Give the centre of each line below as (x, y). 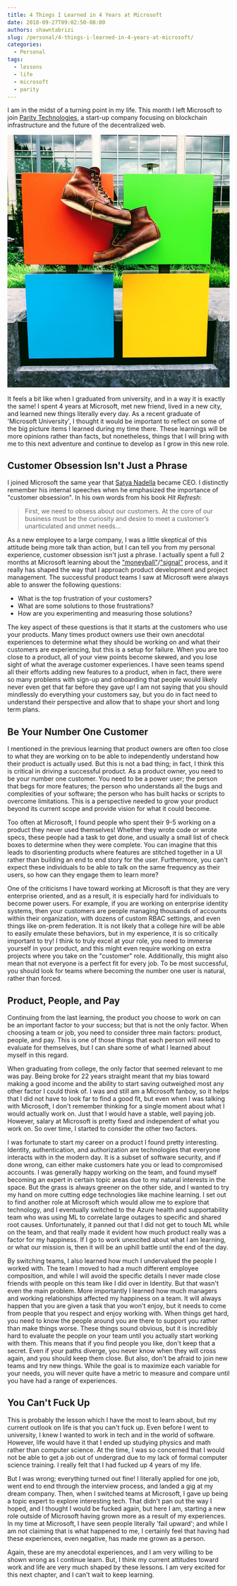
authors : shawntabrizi (41, 30)
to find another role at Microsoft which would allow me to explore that (108, 1202)
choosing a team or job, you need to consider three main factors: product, (115, 1032)
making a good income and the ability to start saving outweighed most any (116, 1083)
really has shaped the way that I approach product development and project (117, 570)
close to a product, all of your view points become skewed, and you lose (113, 657)
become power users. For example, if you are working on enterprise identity (118, 903)
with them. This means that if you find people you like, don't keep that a (111, 1343)
